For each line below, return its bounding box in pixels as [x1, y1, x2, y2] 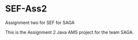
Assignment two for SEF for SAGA [5, 19, 75, 25]
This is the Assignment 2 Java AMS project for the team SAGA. [5, 29, 134, 35]
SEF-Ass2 [5, 3, 47, 14]
